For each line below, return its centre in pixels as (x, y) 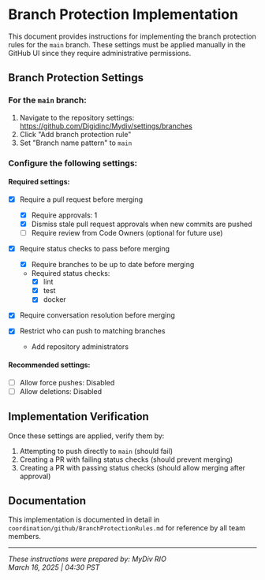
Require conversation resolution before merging (97, 315)
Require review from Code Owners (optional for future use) (127, 232)
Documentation (47, 501)
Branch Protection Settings (76, 78)
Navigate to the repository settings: (77, 117)
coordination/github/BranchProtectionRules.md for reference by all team (127, 528)
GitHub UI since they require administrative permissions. (100, 53)
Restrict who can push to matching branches (92, 331)
